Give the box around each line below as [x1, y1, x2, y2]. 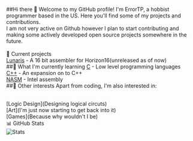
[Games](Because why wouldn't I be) [6, 113, 98, 120]
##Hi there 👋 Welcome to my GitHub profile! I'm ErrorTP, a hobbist [6, 6, 170, 13]
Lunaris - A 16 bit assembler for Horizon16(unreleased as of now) [6, 57, 167, 64]
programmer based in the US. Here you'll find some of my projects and [6, 12, 181, 19]
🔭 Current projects [6, 50, 52, 57]
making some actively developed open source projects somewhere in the [6, 31, 187, 38]
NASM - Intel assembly [6, 76, 64, 83]
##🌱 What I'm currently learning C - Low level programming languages [6, 63, 181, 70]
